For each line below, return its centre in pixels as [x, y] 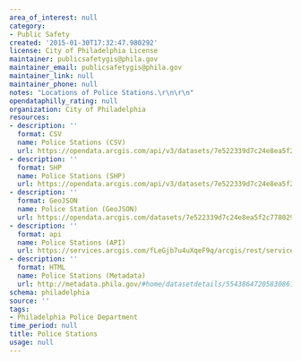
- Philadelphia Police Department [74, 318]
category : [28, 26]
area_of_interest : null [54, 17]
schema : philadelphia [50, 292]
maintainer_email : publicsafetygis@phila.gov [95, 68]
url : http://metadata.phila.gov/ [80, 284]
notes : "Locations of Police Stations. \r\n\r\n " [102, 92]
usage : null [31, 342]
